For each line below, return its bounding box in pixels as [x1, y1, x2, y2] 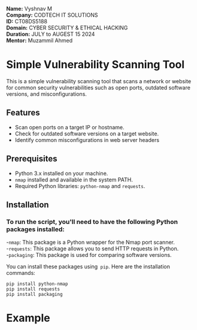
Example [6, 311, 50, 325]
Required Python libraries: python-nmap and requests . [14, 182, 146, 189]
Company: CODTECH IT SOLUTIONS [6, 11, 98, 19]
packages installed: [6, 225, 65, 233]
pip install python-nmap [6, 281, 68, 287]
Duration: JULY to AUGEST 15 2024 [6, 31, 95, 38]
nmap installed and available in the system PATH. [14, 176, 133, 183]
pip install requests [6, 286, 60, 292]
